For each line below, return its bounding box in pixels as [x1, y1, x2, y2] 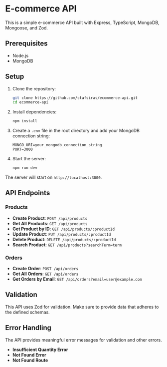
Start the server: [12, 156, 46, 162]
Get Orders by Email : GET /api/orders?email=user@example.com [12, 276, 142, 282]
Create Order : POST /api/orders [12, 266, 79, 272]
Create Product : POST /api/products [12, 215, 88, 221]
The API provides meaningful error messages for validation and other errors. [5, 337, 162, 343]
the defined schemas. [5, 309, 50, 315]
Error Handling [5, 324, 51, 332]
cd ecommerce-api [12, 100, 49, 105]
